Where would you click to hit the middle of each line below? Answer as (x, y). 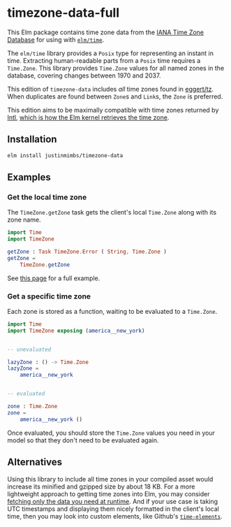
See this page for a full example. (54, 278)
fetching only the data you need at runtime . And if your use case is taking (113, 501)
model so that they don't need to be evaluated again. (83, 440)
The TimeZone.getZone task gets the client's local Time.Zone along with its (112, 212)
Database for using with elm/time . (56, 39)
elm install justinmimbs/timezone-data (65, 155)
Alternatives (35, 462)
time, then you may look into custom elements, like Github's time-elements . (115, 516)
